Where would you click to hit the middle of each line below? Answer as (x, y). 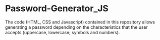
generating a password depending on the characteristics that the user (77, 27)
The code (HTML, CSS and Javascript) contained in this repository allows (80, 22)
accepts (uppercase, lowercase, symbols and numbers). (63, 32)
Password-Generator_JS (57, 9)
